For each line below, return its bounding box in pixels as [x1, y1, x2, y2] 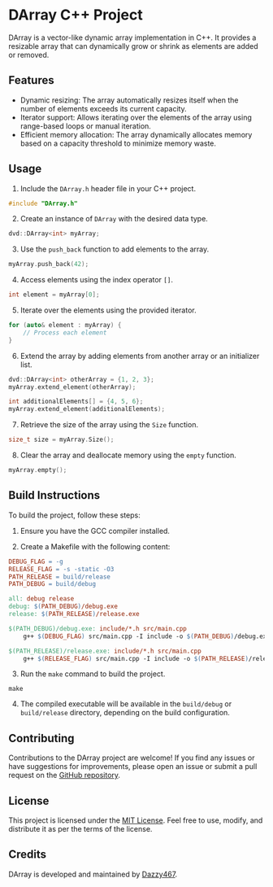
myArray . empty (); [8, 466, 67, 474]
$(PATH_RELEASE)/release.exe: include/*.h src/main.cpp [8, 647, 201, 655]
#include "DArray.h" [8, 199, 79, 208]
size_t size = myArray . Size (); [8, 435, 115, 444]
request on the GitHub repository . [8, 771, 120, 780]
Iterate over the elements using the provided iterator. [19, 305, 197, 315]
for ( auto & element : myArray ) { [8, 321, 122, 330]
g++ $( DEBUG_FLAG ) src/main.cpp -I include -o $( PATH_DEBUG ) [23, 632, 234, 640]
